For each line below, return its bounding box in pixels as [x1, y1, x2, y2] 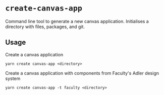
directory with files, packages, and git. [5, 24, 85, 30]
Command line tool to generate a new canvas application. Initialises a [5, 18, 149, 24]
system [5, 75, 21, 81]
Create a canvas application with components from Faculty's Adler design [5, 70, 159, 76]
